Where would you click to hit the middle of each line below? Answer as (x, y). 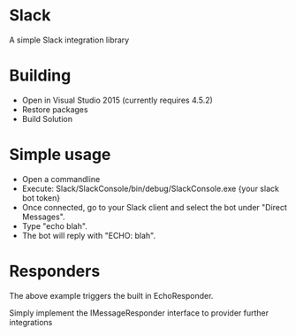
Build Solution (47, 118)
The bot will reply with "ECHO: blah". (89, 235)
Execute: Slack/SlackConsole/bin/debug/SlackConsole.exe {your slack (151, 188)
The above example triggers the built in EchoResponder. (111, 295)
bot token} (41, 198)
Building (40, 76)
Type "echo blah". (55, 225)
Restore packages (55, 109)
